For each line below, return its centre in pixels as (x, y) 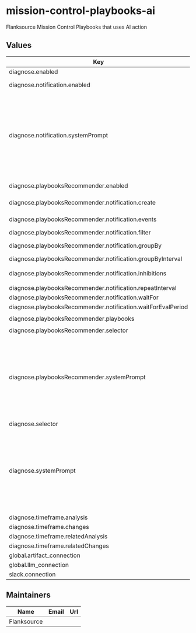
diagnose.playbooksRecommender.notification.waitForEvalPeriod (99, 307)
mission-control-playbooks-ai (81, 11)
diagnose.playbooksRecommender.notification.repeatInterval (93, 288)
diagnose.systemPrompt (42, 471)
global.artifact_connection (45, 555)
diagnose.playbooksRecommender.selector (69, 330)
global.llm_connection (39, 565)
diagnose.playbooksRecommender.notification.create (83, 202)
